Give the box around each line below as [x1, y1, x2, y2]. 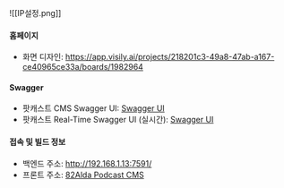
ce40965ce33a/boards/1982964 [22, 62, 143, 73]
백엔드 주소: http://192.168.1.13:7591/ [22, 158, 152, 168]
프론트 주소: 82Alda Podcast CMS [22, 169, 145, 180]
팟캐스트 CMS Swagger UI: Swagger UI [22, 103, 166, 114]
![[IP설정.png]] [9, 8, 62, 18]
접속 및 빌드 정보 [9, 137, 66, 147]
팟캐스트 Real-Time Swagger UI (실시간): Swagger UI [22, 115, 214, 125]
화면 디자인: [22, 52, 65, 63]
